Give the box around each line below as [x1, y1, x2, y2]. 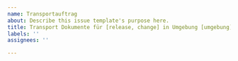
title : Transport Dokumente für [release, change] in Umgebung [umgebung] [7, 23, 233, 30]
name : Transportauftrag [7, 10, 78, 18]
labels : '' [7, 30, 40, 38]
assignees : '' [7, 37, 50, 44]
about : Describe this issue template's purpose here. [7, 17, 170, 24]
